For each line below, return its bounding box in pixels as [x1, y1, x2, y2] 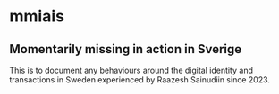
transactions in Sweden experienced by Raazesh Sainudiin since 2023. [9, 74, 271, 85]
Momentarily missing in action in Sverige [9, 42, 242, 57]
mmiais [9, 6, 65, 27]
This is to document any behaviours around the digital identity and [9, 65, 253, 75]
